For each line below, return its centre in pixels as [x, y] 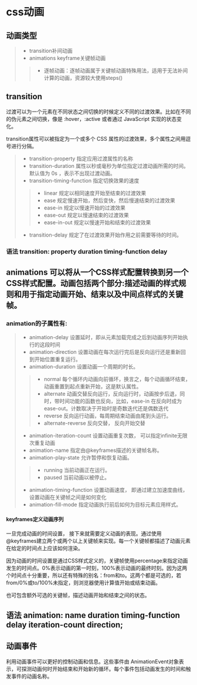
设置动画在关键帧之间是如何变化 [68, 497]
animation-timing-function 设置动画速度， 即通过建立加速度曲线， [108, 490]
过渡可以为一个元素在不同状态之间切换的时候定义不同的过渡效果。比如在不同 [98, 112]
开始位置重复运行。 [57, 359]
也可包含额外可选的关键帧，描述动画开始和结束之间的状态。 [78, 595]
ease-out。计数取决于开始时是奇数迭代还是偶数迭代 [106, 409]
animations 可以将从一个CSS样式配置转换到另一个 [97, 273]
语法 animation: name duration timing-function [93, 615]
